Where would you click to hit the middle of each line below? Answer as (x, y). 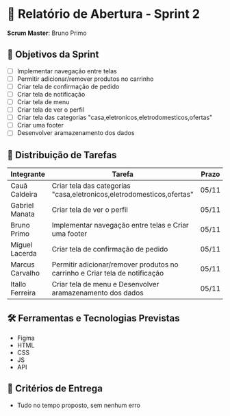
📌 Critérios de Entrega (55, 389)
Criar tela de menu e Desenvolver (105, 284)
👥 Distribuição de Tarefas (62, 155)
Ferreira (23, 293)
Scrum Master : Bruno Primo (47, 33)
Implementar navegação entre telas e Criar (120, 225)
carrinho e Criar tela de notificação (108, 273)
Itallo (18, 284)
